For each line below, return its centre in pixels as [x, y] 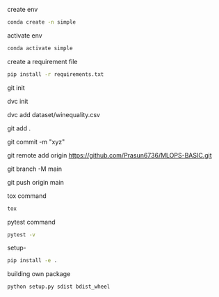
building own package [39, 274]
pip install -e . [32, 261]
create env [23, 9]
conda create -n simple [42, 22]
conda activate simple [40, 48]
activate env [25, 35]
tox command [27, 196]
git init [16, 87]
